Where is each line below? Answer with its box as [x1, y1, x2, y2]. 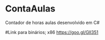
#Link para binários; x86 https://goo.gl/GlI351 [5, 29, 98, 35]
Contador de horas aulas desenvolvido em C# [5, 19, 100, 25]
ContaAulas [5, 3, 55, 14]
